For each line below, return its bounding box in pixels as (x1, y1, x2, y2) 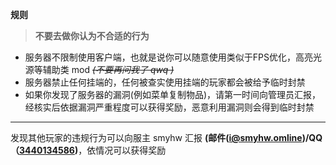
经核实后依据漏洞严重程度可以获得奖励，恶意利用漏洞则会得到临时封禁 (24, 101, 315, 113)
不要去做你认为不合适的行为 (34, 30, 150, 42)
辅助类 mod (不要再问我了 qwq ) (42, 64, 175, 75)
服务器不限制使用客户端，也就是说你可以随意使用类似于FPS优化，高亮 (24, 51, 313, 63)
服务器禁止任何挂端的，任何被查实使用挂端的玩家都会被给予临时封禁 (24, 76, 306, 88)
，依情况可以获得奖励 (78, 144, 167, 156)
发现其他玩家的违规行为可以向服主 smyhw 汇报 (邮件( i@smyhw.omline (10, 132, 303, 143)
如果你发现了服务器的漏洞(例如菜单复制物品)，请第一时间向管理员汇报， (24, 89, 322, 100)
